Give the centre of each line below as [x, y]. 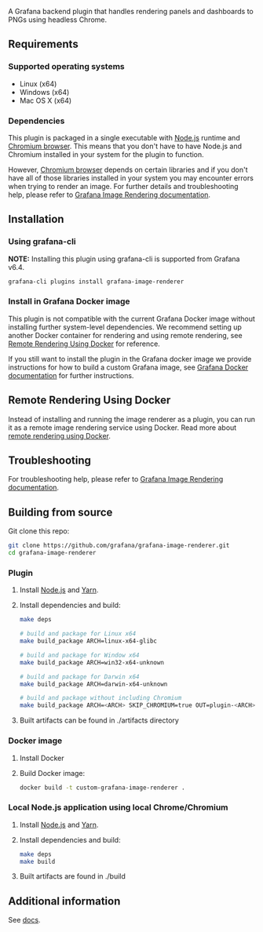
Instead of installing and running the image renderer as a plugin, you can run [131, 419]
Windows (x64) [44, 92]
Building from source [60, 512]
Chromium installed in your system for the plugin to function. [106, 154]
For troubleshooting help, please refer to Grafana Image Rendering [116, 479]
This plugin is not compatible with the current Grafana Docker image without [131, 319]
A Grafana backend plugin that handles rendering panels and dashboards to [131, 11]
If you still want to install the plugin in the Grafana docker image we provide [130, 359]
